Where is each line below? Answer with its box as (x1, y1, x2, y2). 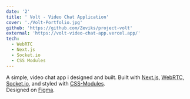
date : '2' (6, 8, 31, 15)
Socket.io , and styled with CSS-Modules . (6, 80, 106, 87)
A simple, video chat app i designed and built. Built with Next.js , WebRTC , (6, 74, 185, 81)
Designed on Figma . (6, 86, 55, 93)
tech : (6, 36, 19, 42)
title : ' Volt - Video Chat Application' (6, 14, 109, 20)
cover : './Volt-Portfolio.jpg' (6, 19, 83, 25)
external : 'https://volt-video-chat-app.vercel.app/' (6, 30, 141, 36)
